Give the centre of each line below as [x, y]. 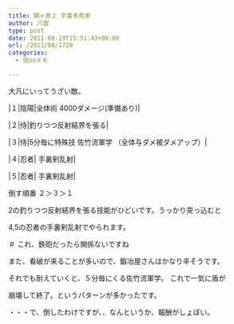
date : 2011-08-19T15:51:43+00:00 [64, 38]
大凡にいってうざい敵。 [47, 91]
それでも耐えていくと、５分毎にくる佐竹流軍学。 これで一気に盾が [117, 278]
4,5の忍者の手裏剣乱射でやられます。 [69, 227]
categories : [28, 53]
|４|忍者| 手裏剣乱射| [42, 159]
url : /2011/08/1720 [41, 46]
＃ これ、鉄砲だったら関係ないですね [69, 244]
